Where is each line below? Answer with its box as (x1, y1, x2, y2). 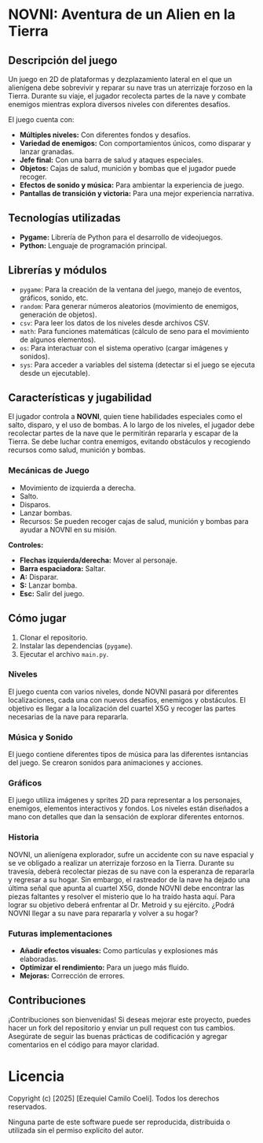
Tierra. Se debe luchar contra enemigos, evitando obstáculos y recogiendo (8, 437, 251, 447)
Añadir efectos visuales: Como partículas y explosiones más (19, 946, 218, 956)
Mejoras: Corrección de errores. (19, 971, 126, 981)
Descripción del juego (8, 54, 118, 67)
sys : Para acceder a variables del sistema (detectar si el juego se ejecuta (19, 360, 255, 369)
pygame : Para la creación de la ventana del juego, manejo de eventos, (19, 284, 242, 294)
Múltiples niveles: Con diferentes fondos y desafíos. (19, 130, 191, 139)
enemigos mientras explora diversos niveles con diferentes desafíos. (8, 100, 231, 109)
